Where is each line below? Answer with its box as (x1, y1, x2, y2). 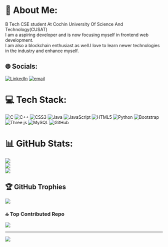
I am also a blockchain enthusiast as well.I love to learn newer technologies (5, 42, 160, 48)
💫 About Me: (5, 5, 58, 16)
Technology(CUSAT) (5, 26, 47, 32)
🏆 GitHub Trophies (5, 183, 66, 191)
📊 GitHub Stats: (5, 138, 73, 149)
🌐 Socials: (5, 62, 38, 71)
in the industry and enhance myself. (5, 48, 79, 54)
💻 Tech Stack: (5, 94, 67, 105)
